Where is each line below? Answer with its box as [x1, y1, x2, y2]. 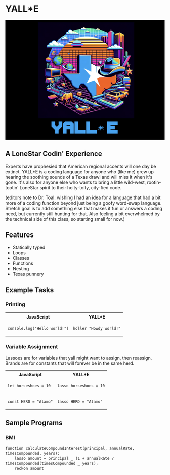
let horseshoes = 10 [7, 383, 51, 389]
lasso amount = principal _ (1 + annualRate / [14, 456, 114, 461]
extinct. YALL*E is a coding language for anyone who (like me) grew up [5, 168, 154, 175]
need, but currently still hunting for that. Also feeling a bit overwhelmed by [5, 211, 160, 217]
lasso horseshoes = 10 [57, 383, 105, 389]
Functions [12, 260, 34, 266]
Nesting [12, 265, 29, 271]
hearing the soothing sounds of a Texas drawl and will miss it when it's [5, 174, 153, 180]
